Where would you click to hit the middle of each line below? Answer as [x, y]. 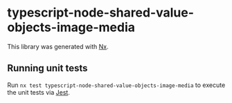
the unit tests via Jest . [39, 92]
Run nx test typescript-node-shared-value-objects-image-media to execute [116, 85]
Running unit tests [47, 68]
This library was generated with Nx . [58, 46]
